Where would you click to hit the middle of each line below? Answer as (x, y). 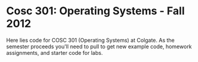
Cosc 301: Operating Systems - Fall (95, 11)
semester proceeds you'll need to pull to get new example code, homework (99, 46)
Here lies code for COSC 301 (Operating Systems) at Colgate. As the (91, 40)
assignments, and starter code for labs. (54, 52)
